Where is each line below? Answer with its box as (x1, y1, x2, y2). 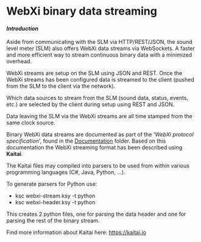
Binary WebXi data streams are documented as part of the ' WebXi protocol (6, 131, 194, 138)
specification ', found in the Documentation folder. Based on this (6, 137, 166, 144)
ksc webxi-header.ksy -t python (15, 199, 96, 206)
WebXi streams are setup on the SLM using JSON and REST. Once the (6, 69, 183, 77)
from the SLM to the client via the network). (6, 82, 116, 90)
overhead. (6, 58, 32, 65)
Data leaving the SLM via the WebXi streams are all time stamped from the (6, 113, 193, 120)
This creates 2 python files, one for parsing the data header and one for (6, 210, 186, 218)
